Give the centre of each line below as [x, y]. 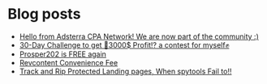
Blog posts [44, 14]
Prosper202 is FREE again [63, 54]
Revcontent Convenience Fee [69, 62]
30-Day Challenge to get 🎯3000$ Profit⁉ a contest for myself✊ [124, 44]
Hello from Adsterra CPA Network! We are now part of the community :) [139, 36]
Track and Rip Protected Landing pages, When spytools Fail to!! [125, 71]
